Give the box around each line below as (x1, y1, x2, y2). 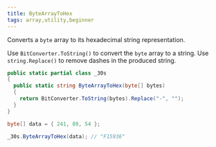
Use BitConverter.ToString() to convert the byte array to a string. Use (7, 49, 209, 57)
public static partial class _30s (7, 70, 107, 77)
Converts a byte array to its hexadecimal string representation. (7, 35, 186, 43)
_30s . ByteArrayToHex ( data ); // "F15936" (7, 133, 126, 140)
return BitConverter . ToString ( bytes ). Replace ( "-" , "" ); (19, 95, 185, 102)
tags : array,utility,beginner (7, 17, 95, 23)
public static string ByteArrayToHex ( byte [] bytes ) (13, 82, 166, 90)
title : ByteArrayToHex (7, 10, 73, 17)
